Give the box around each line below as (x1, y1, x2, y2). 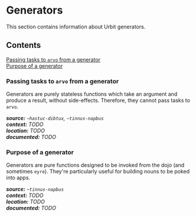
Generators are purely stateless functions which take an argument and (6, 91, 178, 98)
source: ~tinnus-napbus (6, 186, 64, 193)
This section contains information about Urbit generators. (6, 23, 146, 30)
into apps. (6, 174, 31, 181)
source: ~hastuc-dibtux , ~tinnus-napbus (6, 115, 104, 122)
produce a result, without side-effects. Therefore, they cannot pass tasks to (6, 97, 191, 104)
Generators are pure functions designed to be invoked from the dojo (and (6, 162, 185, 169)
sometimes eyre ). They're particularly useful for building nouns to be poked (6, 168, 190, 175)
